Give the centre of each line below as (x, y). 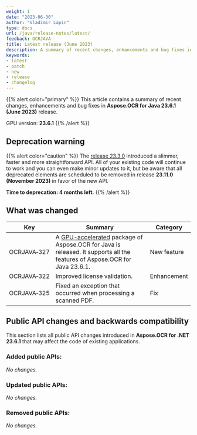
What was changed (42, 211)
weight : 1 (18, 11)
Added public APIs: (34, 357)
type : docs (19, 28)
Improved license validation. (94, 276)
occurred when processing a (95, 293)
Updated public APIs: (37, 384)
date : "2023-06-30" (30, 17)
